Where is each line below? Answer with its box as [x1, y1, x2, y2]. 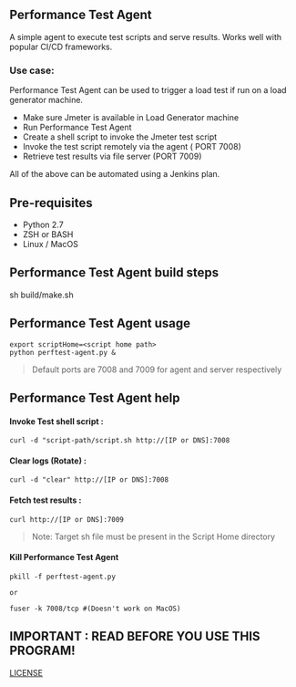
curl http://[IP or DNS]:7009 [9, 515, 125, 524]
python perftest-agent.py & [9, 348, 117, 357]
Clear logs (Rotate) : [9, 455, 87, 466]
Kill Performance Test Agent [9, 552, 119, 563]
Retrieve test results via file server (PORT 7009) [22, 151, 202, 162]
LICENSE [9, 667, 44, 678]
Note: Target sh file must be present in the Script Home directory [31, 531, 276, 542]
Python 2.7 [22, 219, 64, 230]
